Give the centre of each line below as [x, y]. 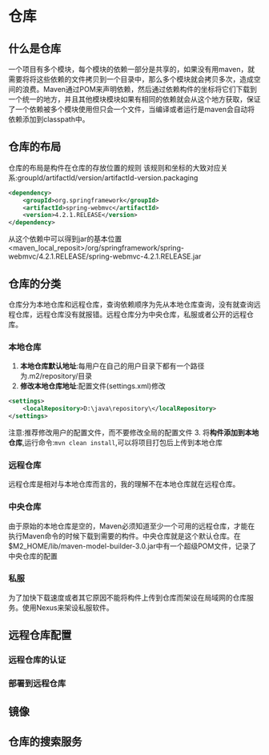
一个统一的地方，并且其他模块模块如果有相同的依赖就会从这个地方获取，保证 [134, 99]
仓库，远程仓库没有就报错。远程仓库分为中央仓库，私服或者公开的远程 [130, 314]
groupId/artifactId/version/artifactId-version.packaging [108, 178]
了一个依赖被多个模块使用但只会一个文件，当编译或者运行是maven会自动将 [131, 109]
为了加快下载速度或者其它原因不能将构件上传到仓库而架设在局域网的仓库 [127, 597]
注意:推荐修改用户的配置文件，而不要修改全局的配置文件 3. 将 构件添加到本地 [134, 432]
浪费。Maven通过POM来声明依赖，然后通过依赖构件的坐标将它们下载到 [140, 89]
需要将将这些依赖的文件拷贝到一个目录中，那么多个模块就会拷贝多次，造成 [131, 79]
